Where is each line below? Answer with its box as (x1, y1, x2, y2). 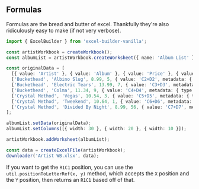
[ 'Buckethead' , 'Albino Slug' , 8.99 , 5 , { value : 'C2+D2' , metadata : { (11, 77, 192, 83)
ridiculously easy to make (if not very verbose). (6, 27, 121, 34)
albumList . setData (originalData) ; (6, 120, 92, 127)
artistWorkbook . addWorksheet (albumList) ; (6, 137, 110, 143)
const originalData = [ (6, 65, 65, 71)
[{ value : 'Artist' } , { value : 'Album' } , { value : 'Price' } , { (11, 71, 179, 77)
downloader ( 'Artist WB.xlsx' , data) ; (6, 153, 99, 159)
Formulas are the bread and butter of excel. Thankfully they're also (6, 20, 169, 27)
